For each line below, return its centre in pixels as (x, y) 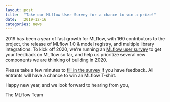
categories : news (24, 24)
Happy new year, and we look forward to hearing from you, (67, 85)
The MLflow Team (24, 95)
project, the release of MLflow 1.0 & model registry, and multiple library (80, 44)
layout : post (19, 10)
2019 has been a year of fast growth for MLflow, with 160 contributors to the (85, 39)
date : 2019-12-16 (26, 19)
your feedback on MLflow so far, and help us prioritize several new (76, 55)
